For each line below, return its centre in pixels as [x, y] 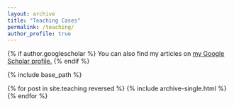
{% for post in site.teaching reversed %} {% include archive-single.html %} [117, 88]
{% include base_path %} [45, 75]
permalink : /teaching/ [41, 27]
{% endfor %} [28, 96]
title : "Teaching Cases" [44, 20]
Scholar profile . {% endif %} [49, 61]
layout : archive [31, 14]
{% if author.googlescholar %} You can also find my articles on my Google [116, 54]
